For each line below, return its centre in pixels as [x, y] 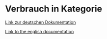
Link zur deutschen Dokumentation [40, 22]
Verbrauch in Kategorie [53, 9]
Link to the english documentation [40, 31]
